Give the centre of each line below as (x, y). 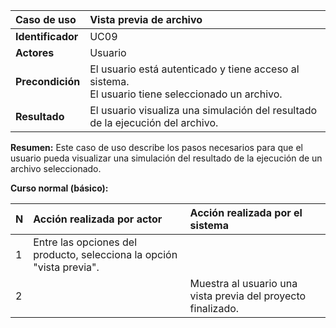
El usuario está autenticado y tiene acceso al (194, 69)
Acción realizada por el (246, 212)
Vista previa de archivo (146, 19)
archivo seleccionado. (56, 168)
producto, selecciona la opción (105, 254)
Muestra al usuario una (243, 283)
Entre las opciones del (85, 242)
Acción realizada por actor (98, 219)
